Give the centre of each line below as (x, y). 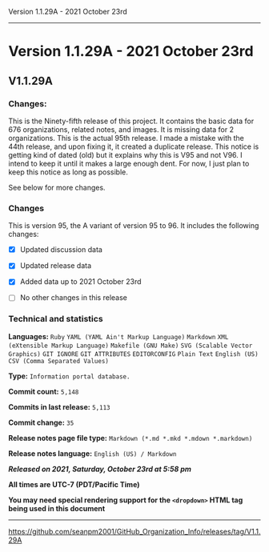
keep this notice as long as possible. (68, 172)
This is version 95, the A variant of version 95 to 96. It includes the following (134, 226)
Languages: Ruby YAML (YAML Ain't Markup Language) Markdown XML (118, 336)
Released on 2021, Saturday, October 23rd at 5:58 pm (100, 469)
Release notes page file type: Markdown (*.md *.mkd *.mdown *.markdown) (130, 438)
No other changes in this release (74, 298)
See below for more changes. (57, 187)
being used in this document (57, 508)
